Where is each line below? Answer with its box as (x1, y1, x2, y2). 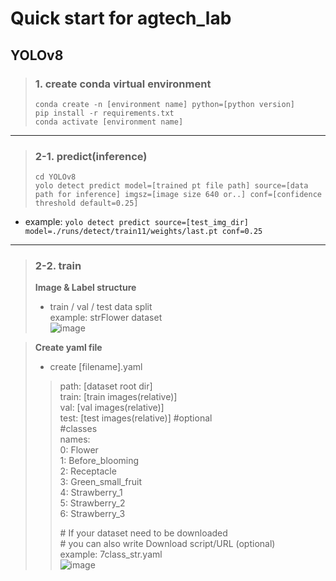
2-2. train (34, 259, 82, 273)
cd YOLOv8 (34, 172, 77, 182)
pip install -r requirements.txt (34, 108, 175, 118)
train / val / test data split (49, 301, 153, 313)
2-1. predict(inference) (34, 149, 148, 163)
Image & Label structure (34, 282, 137, 294)
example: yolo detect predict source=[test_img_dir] (24, 216, 250, 228)
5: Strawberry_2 (59, 497, 126, 509)
